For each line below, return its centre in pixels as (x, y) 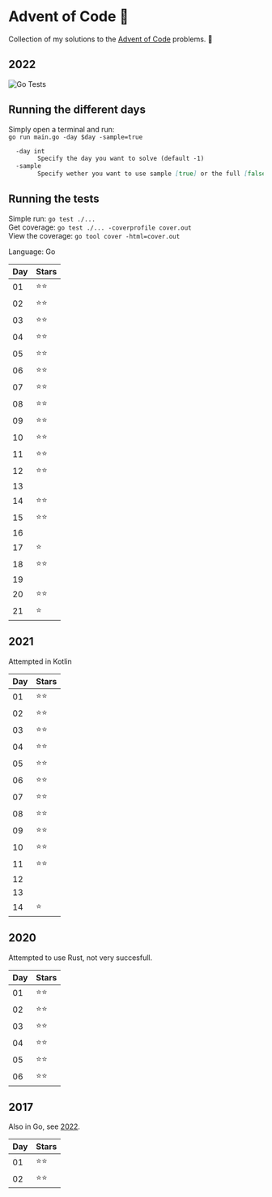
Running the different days (77, 110)
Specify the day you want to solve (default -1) (121, 159)
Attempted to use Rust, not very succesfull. (81, 958)
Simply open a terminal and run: (62, 129)
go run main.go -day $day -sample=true (76, 137)
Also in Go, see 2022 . (45, 1126)
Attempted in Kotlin (40, 661)
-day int (30, 151)
